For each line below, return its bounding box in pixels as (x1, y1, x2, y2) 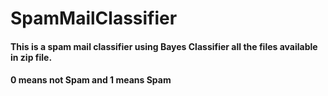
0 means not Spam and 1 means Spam (10, 74, 172, 86)
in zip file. (10, 51, 53, 63)
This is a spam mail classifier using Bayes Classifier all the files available (10, 40, 318, 52)
